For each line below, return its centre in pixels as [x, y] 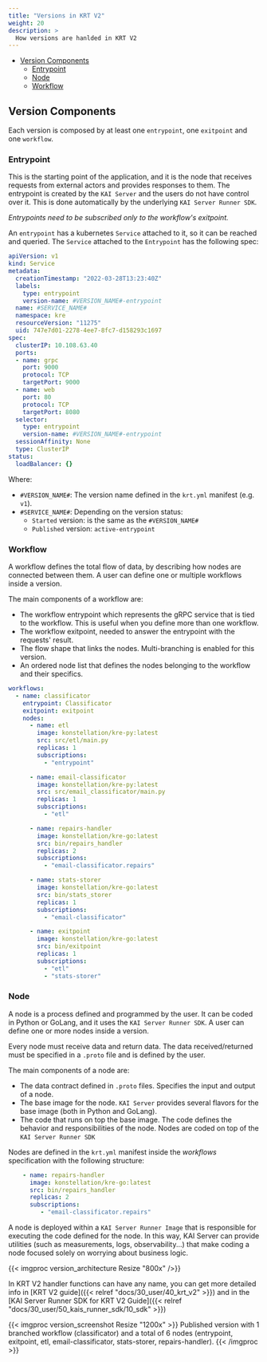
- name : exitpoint [60, 932]
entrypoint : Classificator [67, 703]
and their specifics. [51, 674]
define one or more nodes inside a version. [79, 1031]
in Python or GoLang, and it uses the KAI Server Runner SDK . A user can [126, 1022]
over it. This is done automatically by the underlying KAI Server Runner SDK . [133, 202]
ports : [26, 353]
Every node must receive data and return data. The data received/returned [131, 1046]
